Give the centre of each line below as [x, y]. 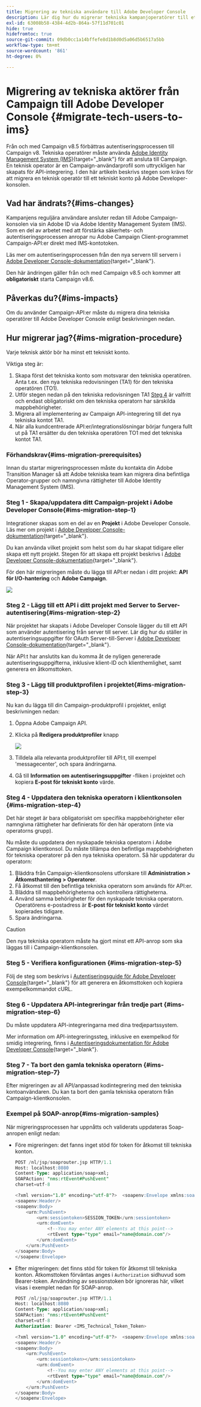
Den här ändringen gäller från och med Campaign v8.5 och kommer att [93, 273]
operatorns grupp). [30, 831]
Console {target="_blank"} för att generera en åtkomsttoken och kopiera [95, 982]
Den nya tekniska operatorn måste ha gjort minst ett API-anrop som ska [95, 941]
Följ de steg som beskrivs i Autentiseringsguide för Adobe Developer [91, 976]
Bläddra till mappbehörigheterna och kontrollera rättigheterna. [91, 892]
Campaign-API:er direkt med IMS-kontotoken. [63, 243]
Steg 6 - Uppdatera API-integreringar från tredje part [84, 1004]
